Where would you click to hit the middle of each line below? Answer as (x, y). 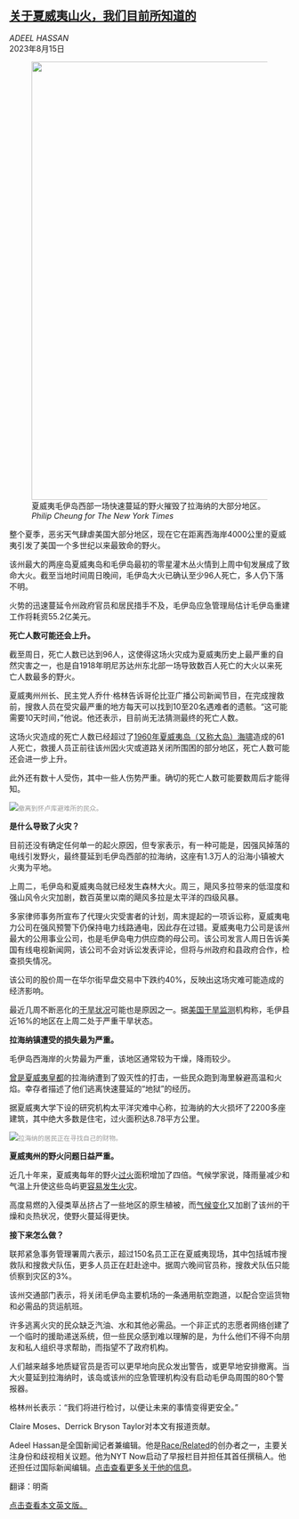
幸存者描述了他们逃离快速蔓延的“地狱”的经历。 (110, 1088)
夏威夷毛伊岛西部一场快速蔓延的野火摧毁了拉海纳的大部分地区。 (148, 505)
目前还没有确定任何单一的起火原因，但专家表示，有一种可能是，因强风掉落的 (149, 844)
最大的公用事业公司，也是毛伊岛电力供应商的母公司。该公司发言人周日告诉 (145, 938)
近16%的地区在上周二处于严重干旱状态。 (84, 1021)
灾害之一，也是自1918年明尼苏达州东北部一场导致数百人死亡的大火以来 (145, 665)
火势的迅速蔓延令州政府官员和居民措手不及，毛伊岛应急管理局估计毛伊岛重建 (149, 605)
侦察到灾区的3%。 (43, 1276)
